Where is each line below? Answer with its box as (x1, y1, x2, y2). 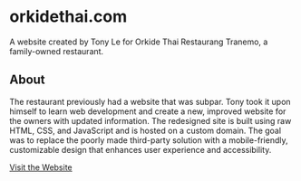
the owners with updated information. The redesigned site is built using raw (9, 115, 292, 126)
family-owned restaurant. (9, 45, 104, 56)
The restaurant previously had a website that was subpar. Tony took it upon (9, 96, 292, 107)
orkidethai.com (9, 6, 128, 27)
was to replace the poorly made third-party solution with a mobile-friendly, (9, 134, 288, 146)
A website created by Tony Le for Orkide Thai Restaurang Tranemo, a (9, 36, 268, 47)
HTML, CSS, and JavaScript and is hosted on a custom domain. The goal (9, 125, 282, 136)
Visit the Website (9, 161, 73, 173)
